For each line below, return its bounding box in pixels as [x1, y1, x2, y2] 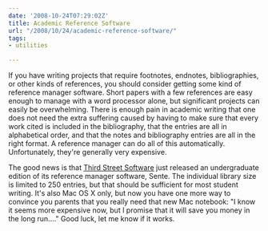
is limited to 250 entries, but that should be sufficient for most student [8, 180, 238, 189]
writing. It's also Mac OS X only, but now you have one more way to [8, 188, 231, 198]
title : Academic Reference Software [8, 19, 130, 27]
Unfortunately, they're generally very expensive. [8, 148, 167, 157]
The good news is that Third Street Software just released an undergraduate [8, 163, 260, 172]
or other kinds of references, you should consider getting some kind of [8, 79, 242, 89]
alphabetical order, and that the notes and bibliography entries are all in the [8, 130, 256, 140]
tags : [8, 34, 26, 43]
